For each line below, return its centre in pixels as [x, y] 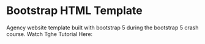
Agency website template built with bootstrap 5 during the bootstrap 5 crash [102, 28]
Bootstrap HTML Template [74, 11]
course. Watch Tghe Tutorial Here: [50, 34]
